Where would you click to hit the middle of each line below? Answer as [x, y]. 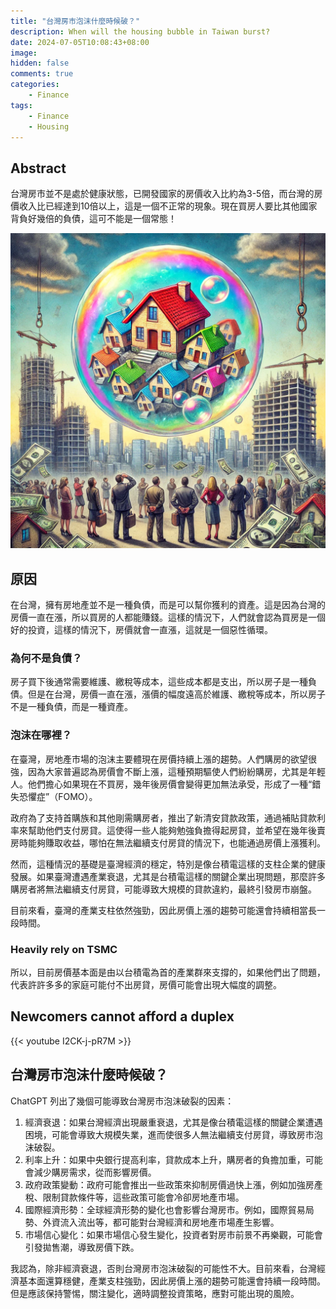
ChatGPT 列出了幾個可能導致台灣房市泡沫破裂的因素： [122, 1101]
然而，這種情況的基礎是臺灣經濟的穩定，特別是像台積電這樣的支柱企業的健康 [168, 864]
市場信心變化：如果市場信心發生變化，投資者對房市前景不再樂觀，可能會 [173, 1234]
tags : [21, 105]
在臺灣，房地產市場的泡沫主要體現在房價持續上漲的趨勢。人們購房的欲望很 [163, 759]
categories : [35, 85]
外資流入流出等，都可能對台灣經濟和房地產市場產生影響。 [161, 1222]
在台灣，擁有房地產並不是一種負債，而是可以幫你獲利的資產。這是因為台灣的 [168, 604]
